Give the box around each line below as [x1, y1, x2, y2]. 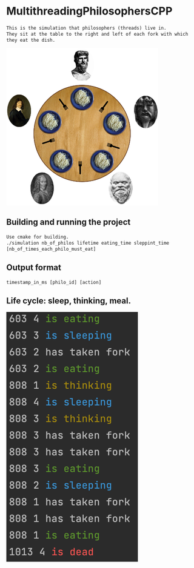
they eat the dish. [6, 37, 56, 43]
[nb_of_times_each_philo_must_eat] [6, 246, 96, 252]
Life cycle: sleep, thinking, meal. [6, 296, 132, 306]
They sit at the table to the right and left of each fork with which [6, 31, 189, 37]
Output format [6, 262, 62, 273]
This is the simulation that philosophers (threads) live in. [6, 25, 167, 31]
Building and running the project [6, 217, 131, 228]
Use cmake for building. [6, 234, 69, 240]
